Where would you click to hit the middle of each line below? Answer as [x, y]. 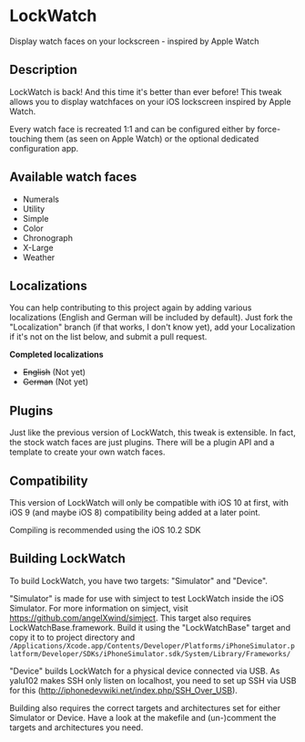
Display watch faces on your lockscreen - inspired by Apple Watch [134, 41]
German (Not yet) [56, 382]
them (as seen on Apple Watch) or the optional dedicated [152, 139]
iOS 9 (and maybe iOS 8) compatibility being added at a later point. [135, 512]
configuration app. [44, 148]
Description [43, 70]
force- [269, 129]
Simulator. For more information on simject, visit [99, 608]
